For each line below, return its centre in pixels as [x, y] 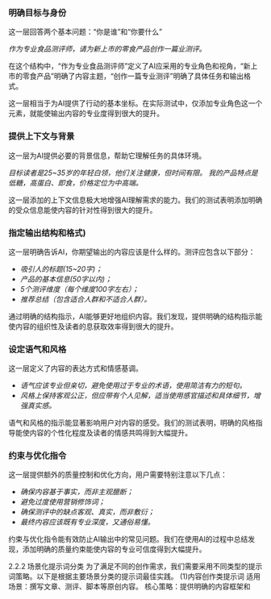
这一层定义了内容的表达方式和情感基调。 [75, 368]
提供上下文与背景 [42, 136]
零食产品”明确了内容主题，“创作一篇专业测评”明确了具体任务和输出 [133, 76]
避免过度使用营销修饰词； [63, 502]
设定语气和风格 [38, 349]
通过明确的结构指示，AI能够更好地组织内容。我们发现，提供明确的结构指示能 [135, 316]
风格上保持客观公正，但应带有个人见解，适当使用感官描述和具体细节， [137, 396]
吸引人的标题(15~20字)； [61, 268]
